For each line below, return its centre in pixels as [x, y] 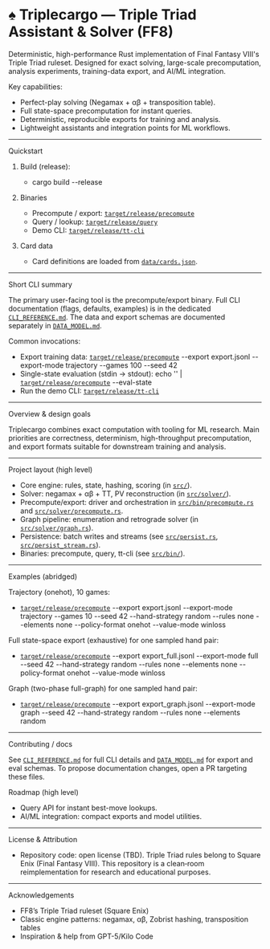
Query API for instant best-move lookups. [89, 808]
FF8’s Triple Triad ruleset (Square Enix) [84, 910]
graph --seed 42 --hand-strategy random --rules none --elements [130, 712]
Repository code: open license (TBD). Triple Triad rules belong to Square [140, 855]
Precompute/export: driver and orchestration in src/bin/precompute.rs [137, 502]
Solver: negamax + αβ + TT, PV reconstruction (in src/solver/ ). [125, 493]
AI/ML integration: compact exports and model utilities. [111, 816]
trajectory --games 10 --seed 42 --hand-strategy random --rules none [137, 616]
